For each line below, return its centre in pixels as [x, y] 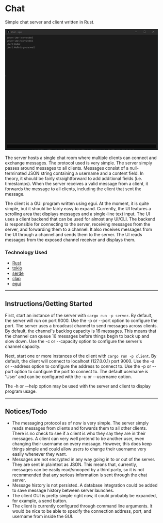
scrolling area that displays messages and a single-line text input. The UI [78, 214]
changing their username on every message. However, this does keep [82, 444]
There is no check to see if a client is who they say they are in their [79, 433]
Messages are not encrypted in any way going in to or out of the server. [84, 460]
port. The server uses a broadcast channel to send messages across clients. [81, 326]
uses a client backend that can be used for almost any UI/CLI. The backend [80, 219]
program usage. [21, 391]
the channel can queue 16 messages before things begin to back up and [77, 336]
